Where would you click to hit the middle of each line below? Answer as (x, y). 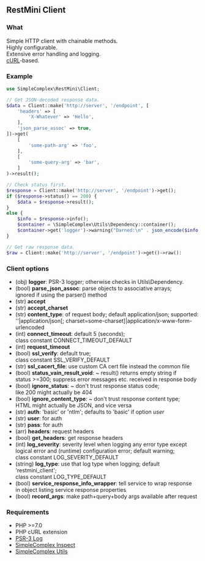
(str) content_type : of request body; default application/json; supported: (107, 314)
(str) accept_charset (42, 308)
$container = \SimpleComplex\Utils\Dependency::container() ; (97, 225)
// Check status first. (37, 185)
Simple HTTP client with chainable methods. (62, 41)
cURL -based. (23, 60)
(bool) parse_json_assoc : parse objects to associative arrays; (93, 288)
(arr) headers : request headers (54, 431)
